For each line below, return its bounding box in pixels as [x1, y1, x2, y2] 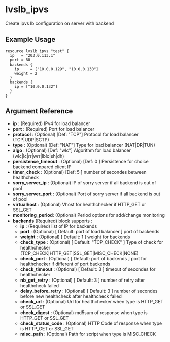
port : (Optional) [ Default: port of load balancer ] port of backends [20, 228, 160, 234]
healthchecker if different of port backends [20, 261, 111, 267]
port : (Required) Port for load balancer [12, 126, 95, 132]
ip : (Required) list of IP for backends [20, 223, 97, 229]
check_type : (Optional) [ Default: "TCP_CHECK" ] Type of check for [20, 239, 163, 245]
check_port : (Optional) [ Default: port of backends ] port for [20, 255, 147, 261]
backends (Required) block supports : [12, 217, 93, 224]
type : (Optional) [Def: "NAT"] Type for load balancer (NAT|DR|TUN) [12, 142, 156, 148]
